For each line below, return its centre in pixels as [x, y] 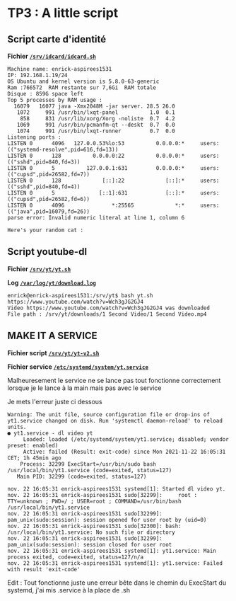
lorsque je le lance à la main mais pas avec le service [84, 388]
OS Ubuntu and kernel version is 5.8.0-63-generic [83, 81]
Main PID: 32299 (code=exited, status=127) [82, 476]
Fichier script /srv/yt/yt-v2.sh [53, 353]
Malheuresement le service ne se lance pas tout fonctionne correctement [114, 380]
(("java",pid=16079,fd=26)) [49, 212]
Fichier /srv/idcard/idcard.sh [52, 56]
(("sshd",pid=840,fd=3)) [44, 162]
